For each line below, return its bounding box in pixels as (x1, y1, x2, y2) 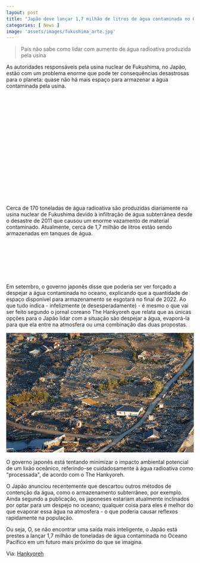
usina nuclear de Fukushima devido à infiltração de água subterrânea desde (6, 211, 193, 218)
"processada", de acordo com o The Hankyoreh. (6, 471, 125, 478)
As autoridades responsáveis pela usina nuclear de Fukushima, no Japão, (6, 63, 187, 71)
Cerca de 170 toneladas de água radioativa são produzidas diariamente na (6, 204, 188, 211)
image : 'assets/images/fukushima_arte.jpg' (6, 29, 116, 35)
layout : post (6, 10, 39, 15)
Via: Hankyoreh (6, 550, 44, 557)
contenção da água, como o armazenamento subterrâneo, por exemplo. (6, 489, 183, 496)
